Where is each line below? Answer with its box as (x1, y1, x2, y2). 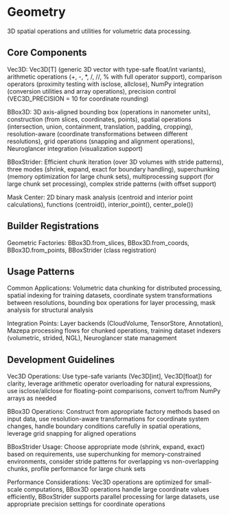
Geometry (7, 4, 67, 20)
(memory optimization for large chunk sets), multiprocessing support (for (7, 172, 214, 180)
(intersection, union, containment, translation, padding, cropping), (7, 122, 194, 131)
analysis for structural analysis (7, 306, 94, 314)
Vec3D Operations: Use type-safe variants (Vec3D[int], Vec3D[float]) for (7, 372, 213, 381)
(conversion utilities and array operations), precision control (7, 87, 176, 95)
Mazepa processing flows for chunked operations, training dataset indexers (7, 326, 221, 335)
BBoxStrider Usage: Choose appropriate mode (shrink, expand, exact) (7, 443, 205, 451)
